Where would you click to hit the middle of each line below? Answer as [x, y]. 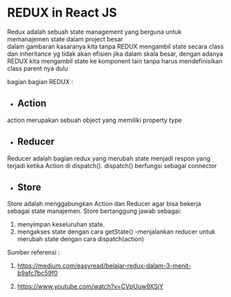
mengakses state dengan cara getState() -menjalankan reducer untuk [116, 232]
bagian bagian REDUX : [40, 81]
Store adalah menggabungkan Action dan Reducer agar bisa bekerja [104, 204]
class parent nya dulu [38, 68]
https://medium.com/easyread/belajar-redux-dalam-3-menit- [104, 266]
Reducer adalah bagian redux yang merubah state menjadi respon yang [109, 158]
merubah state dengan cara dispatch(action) [81, 239]
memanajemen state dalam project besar [65, 39]
